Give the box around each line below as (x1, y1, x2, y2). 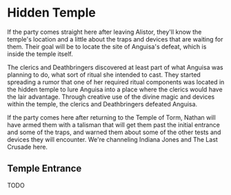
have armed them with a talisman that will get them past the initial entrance (7, 120, 221, 129)
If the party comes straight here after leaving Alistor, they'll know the (7, 28, 202, 36)
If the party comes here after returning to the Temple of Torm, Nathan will (7, 113, 216, 122)
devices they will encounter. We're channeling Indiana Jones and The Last (7, 135, 219, 143)
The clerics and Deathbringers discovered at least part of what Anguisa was (7, 63, 223, 71)
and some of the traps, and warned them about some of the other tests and (7, 128, 221, 136)
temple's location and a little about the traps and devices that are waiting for (7, 35, 223, 43)
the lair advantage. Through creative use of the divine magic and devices (7, 92, 215, 101)
